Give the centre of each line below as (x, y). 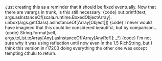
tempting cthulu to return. (31, 53)
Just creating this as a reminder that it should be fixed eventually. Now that (81, 7)
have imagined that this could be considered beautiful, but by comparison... (81, 28)
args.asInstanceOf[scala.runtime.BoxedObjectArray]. (58, 17)
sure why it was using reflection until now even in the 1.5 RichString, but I (79, 43)
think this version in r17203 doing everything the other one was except (76, 48)
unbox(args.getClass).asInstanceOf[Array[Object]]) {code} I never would (79, 22)
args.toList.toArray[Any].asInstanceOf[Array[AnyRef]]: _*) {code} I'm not (78, 38)
